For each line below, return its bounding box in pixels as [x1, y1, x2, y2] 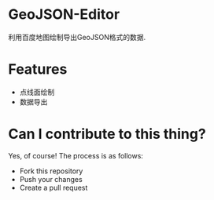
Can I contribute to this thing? [8, 125, 206, 143]
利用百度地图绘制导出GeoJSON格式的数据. [8, 32, 146, 42]
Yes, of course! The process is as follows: [8, 151, 144, 160]
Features [8, 60, 68, 78]
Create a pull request [19, 183, 88, 192]
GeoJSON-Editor [8, 5, 120, 24]
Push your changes [19, 174, 83, 184]
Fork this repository [19, 166, 83, 176]
